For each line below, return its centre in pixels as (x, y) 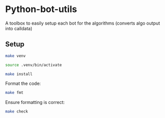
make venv (16, 56)
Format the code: (23, 83)
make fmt (14, 93)
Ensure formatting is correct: (35, 102)
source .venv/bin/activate (34, 65)
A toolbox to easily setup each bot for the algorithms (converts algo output (83, 23)
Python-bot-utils (41, 9)
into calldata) (19, 28)
